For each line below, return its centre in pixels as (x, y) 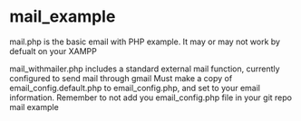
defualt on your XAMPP (53, 51)
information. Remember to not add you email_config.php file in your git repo (151, 98)
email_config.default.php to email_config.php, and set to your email (135, 88)
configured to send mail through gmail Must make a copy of (121, 78)
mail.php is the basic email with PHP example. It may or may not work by (145, 42)
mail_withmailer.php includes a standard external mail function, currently (145, 69)
